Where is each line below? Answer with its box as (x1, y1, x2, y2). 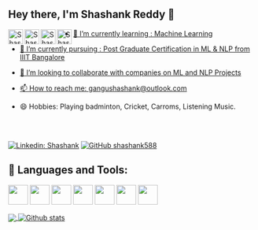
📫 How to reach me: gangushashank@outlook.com (19, 83, 187, 93)
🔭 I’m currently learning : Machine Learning (73, 28, 213, 38)
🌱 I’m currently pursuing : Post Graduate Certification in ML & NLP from (19, 44, 250, 54)
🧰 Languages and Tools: (8, 163, 128, 177)
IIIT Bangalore (19, 52, 65, 61)
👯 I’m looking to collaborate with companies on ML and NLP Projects (19, 68, 241, 77)
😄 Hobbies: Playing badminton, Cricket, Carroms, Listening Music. (19, 102, 236, 111)
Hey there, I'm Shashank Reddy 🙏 (8, 8, 175, 21)
